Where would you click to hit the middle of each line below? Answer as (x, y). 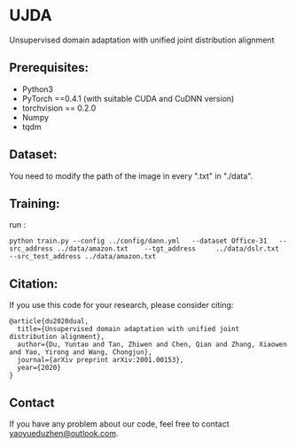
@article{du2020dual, (49, 321)
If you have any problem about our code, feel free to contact (119, 424)
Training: (35, 203)
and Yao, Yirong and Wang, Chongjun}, (81, 352)
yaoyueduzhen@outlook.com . (64, 433)
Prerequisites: (49, 68)
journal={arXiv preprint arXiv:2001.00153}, (101, 360)
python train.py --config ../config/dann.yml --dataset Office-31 (138, 241)
